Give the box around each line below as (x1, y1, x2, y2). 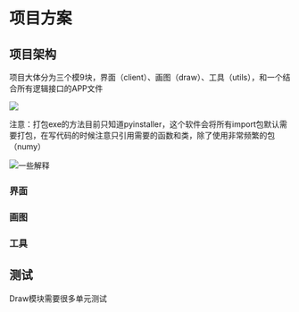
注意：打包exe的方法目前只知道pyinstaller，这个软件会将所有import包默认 (9, 119, 279, 130)
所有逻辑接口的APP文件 (16, 83, 104, 94)
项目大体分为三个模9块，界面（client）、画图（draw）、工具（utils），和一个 (9, 72, 283, 82)
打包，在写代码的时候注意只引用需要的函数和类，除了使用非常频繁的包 (16, 131, 275, 140)
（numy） (9, 141, 46, 152)
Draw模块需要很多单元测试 (9, 292, 107, 304)
